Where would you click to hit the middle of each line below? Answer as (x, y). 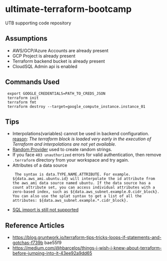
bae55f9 (53, 243)
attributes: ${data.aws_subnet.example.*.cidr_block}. (70, 201)
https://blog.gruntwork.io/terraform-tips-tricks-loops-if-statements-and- (87, 238)
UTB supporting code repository (38, 23)
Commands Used (32, 82)
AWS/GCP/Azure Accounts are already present (60, 50)
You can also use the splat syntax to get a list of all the (77, 196)
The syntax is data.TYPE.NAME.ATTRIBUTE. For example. (73, 174)
